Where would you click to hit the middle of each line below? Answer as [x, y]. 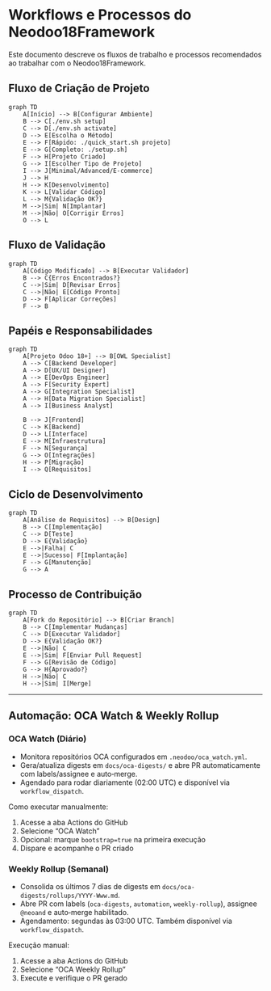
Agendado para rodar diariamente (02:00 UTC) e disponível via [125, 782]
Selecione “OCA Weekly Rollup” [73, 969]
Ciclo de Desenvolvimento [76, 494]
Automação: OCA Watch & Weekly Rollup [114, 716]
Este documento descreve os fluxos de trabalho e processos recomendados [135, 54]
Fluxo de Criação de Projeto [79, 89]
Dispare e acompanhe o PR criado [77, 848]
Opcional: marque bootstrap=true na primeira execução [113, 839]
